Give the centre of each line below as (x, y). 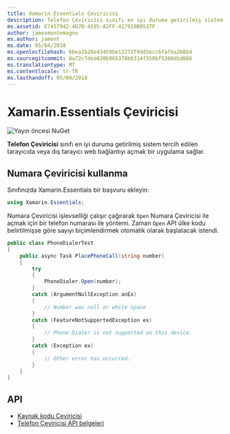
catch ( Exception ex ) (63, 346)
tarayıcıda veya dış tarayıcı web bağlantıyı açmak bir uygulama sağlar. (106, 152)
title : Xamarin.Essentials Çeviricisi (63, 13)
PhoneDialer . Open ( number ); (83, 282)
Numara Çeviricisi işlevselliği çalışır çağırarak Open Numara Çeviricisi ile (108, 216)
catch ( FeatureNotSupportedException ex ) (92, 320)
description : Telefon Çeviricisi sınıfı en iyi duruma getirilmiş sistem (115, 20)
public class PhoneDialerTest (51, 243)
